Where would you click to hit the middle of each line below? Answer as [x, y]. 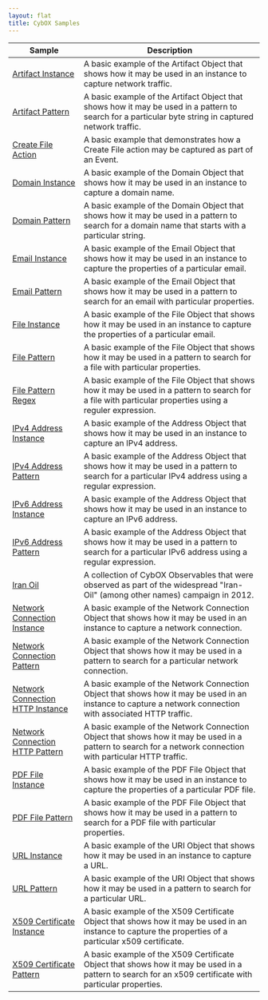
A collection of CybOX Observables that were [168, 574]
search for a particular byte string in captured [168, 117]
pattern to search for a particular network [161, 661]
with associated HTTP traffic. [138, 713]
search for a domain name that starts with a [165, 225]
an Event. [101, 159]
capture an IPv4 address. [130, 442]
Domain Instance [44, 182]
